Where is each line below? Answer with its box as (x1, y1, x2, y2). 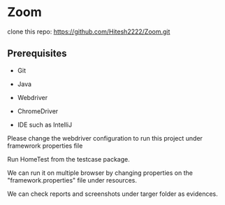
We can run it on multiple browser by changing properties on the (7, 169, 194, 177)
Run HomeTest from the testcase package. (7, 155, 131, 163)
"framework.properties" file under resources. (7, 176, 138, 184)
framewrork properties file (7, 141, 83, 150)
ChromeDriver (17, 106, 59, 115)
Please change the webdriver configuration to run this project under (7, 134, 203, 142)
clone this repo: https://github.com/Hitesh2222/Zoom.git (7, 27, 170, 36)
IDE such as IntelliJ (17, 120, 72, 129)
